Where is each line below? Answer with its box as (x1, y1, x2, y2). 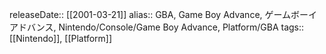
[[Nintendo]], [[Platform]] (9, 33, 113, 44)
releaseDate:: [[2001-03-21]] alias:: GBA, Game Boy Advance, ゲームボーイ (9, 9, 318, 20)
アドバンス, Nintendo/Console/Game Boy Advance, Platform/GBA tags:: (9, 21, 305, 33)
